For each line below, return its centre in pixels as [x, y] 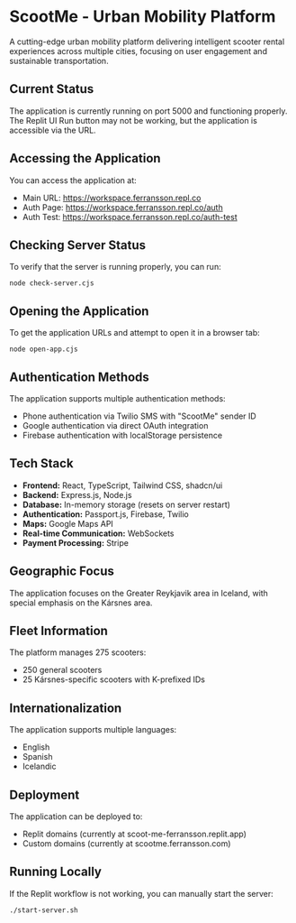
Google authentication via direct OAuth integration [115, 425]
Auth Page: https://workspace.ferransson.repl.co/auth [122, 207]
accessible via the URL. [53, 130]
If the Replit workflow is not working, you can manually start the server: [142, 893]
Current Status [52, 89]
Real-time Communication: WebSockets [98, 533]
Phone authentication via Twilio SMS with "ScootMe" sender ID [139, 416]
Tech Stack [41, 463]
